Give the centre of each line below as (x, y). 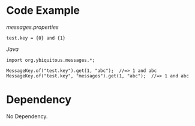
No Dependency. (27, 116)
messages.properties (32, 27)
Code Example (43, 10)
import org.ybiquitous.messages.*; (51, 60)
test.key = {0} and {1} (36, 38)
